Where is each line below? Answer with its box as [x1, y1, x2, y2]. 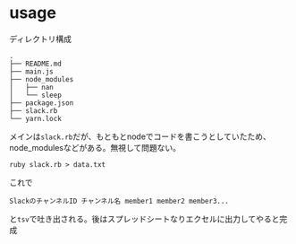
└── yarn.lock [9, 114, 63, 123]
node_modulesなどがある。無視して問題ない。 [9, 142, 182, 152]
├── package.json [9, 98, 74, 108]
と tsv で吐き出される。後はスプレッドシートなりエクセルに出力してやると [9, 213, 280, 224]
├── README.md [9, 59, 63, 68]
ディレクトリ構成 [9, 33, 72, 44]
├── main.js [9, 66, 54, 76]
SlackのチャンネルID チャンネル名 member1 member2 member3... [9, 196, 230, 205]
